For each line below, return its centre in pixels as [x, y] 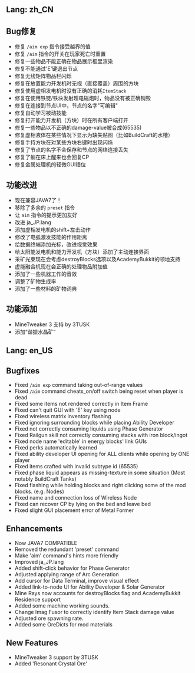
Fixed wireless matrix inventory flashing [63, 416]
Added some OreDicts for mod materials [64, 624]
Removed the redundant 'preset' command [67, 549]
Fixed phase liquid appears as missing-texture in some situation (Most [100, 473]
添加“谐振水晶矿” [35, 331]
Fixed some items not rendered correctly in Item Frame [81, 404]
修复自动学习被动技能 [40, 113]
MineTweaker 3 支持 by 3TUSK [52, 324]
